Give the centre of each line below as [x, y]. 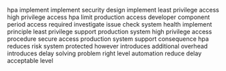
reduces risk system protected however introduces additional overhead [108, 46]
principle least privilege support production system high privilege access [110, 31]
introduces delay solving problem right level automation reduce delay [104, 53]
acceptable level [30, 60]
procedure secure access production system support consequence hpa [108, 39]
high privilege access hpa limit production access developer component [109, 17]
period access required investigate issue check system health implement [110, 24]
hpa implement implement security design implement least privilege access [113, 10]
